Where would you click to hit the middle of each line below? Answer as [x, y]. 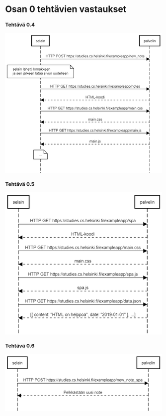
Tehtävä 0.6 [20, 346]
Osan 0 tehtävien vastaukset [66, 9]
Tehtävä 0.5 [20, 184]
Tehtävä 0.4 [20, 25]
